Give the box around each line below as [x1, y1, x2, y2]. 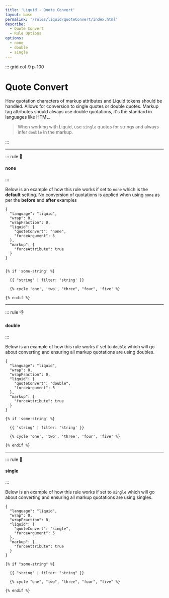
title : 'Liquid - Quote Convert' [5, 7, 75, 13]
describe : [5, 21, 26, 27]
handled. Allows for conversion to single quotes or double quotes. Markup [5, 103, 159, 109]
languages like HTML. [5, 114, 50, 120]
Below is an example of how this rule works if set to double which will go [5, 343, 155, 349]
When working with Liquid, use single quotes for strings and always [17, 124, 159, 130]
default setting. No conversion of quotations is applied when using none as [5, 192, 160, 198]
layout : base [5, 12, 33, 17]
